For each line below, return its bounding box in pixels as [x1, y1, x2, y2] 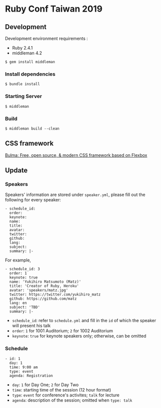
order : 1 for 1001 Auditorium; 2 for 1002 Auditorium [12, 328, 113, 334]
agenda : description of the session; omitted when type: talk [12, 397, 132, 403]
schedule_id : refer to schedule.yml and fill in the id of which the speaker [12, 318, 156, 324]
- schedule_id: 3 [5, 267, 40, 272]
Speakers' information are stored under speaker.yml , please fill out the [5, 192, 145, 197]
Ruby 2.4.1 [12, 45, 33, 50]
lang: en [9, 301, 27, 306]
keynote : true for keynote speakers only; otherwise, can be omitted [12, 333, 146, 339]
